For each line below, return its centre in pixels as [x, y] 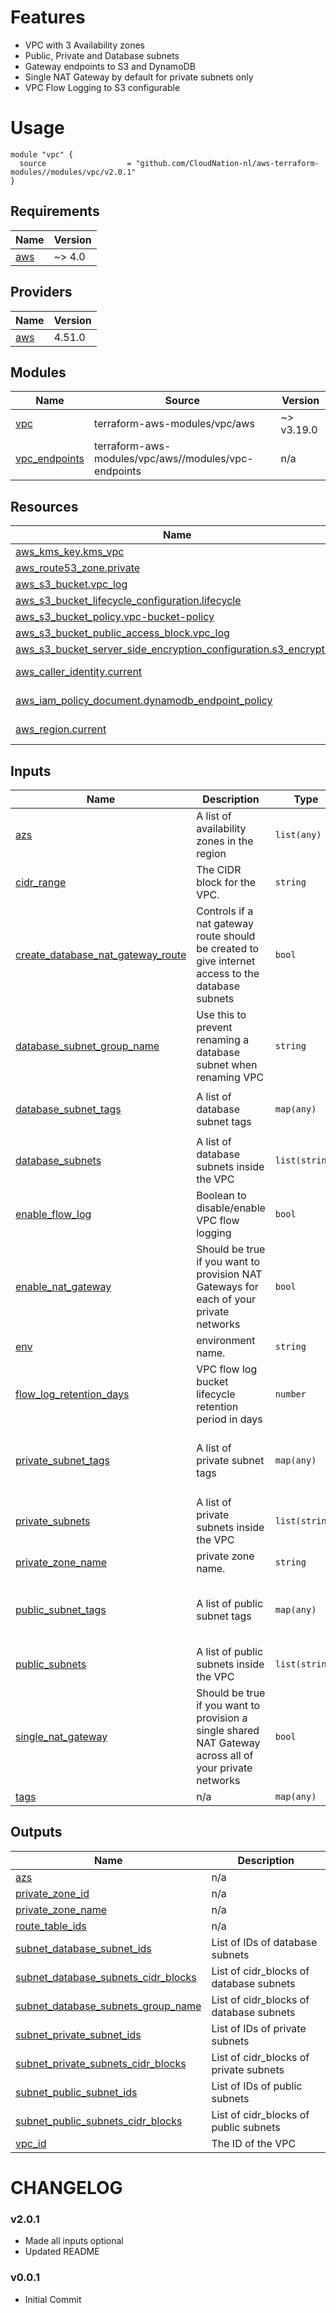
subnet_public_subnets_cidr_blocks [99, 2121]
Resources [44, 506]
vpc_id [31, 2143]
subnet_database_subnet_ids [83, 1948]
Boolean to [221, 1195]
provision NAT [229, 1274]
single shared [228, 1730]
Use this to [221, 1014]
